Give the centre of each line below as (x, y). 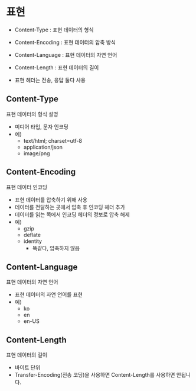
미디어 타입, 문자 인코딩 (42, 126)
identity (33, 241)
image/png (37, 153)
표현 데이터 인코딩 (27, 187)
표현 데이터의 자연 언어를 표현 (48, 294)
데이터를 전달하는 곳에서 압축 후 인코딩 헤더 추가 (70, 207)
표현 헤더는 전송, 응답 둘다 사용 (50, 80)
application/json (43, 147)
